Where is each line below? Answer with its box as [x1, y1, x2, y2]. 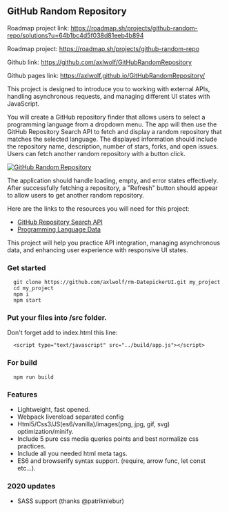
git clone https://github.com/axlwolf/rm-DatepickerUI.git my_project [13, 279, 221, 286]
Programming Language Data [17, 225, 101, 234]
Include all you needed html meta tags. [17, 449, 128, 457]
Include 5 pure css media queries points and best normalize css [17, 435, 199, 443]
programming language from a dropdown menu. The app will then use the [7, 120, 217, 129]
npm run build [13, 373, 54, 381]
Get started [7, 263, 46, 272]
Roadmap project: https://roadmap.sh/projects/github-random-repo [7, 44, 200, 53]
